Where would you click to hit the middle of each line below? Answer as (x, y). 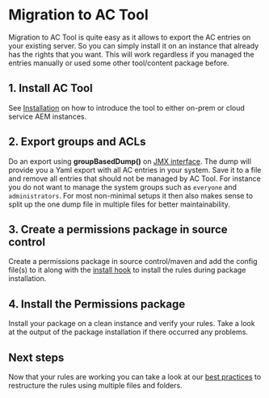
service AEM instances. (48, 116)
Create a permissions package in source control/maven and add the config (133, 262)
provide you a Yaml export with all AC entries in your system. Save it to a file (135, 170)
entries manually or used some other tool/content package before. (119, 63)
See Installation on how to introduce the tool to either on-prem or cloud (126, 107)
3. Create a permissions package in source (118, 229)
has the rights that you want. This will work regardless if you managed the (131, 54)
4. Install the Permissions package (97, 304)
